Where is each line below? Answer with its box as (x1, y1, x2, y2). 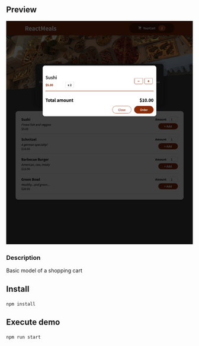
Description (6, 253, 41, 262)
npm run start (6, 334, 41, 340)
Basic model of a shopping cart (6, 267, 83, 274)
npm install (6, 301, 36, 307)
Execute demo (6, 317, 60, 328)
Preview (6, 5, 37, 15)
